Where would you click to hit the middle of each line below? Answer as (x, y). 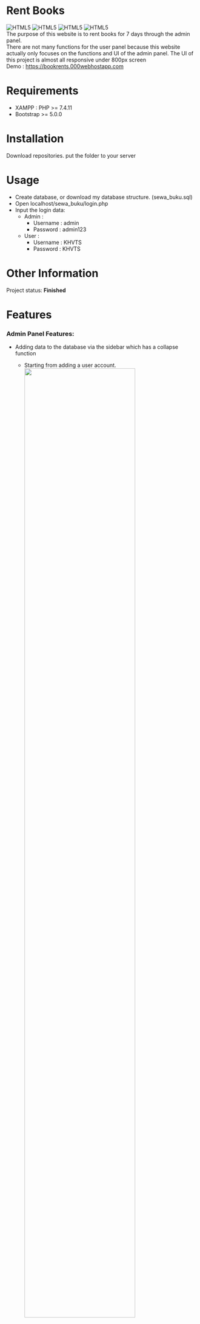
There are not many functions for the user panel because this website (93, 47)
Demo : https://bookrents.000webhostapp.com (65, 66)
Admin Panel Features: (40, 333)
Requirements (42, 91)
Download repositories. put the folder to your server (71, 155)
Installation (35, 139)
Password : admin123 (60, 229)
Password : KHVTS (57, 249)
